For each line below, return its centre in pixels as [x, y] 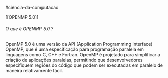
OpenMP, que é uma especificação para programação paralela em [75, 49]
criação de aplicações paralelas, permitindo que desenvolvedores [74, 60]
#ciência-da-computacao [32, 7]
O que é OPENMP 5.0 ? [29, 28]
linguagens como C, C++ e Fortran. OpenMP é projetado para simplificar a [83, 55]
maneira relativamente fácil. [34, 71]
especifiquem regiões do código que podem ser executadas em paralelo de [84, 65]
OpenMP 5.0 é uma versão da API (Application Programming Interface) [79, 44]
